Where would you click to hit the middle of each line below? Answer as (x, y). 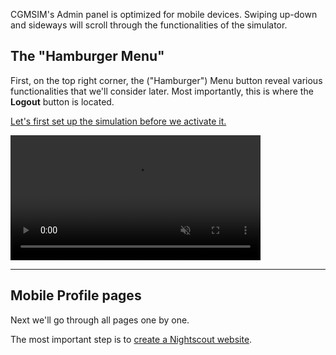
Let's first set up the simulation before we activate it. (118, 121)
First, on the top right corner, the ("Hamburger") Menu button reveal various (166, 80)
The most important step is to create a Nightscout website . (131, 339)
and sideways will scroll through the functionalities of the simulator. (149, 25)
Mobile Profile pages (76, 295)
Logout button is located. (62, 101)
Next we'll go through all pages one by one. (100, 320)
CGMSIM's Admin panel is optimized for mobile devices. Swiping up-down (164, 14)
